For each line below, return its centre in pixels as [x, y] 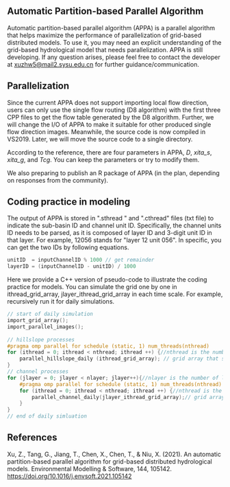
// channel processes [38, 372]
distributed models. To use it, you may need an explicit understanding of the [114, 42]
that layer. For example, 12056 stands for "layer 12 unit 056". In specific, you [114, 240]
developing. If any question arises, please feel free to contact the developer [114, 57]
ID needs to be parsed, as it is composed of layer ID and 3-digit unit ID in [110, 233]
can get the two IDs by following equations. [68, 247]
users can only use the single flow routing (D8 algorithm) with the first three [114, 110]
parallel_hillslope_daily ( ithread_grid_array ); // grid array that [119, 359]
